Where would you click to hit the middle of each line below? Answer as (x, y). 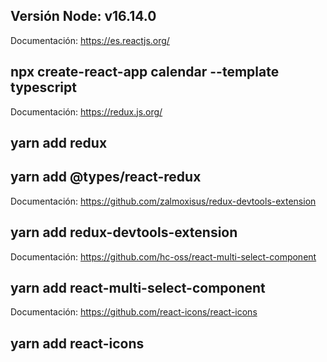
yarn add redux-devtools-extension (124, 232)
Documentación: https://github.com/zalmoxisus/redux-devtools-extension (163, 201)
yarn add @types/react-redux (106, 177)
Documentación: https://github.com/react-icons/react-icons (134, 312)
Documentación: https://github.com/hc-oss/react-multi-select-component (163, 256)
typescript (43, 87)
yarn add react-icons (77, 343)
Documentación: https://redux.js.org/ (86, 111)
